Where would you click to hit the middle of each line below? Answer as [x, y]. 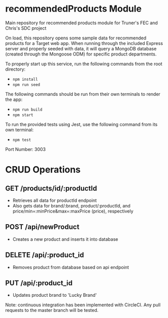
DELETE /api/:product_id [45, 255]
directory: [15, 69]
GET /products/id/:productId [51, 188]
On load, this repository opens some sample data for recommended [76, 38]
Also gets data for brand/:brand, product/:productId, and [71, 205]
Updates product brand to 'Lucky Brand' [55, 295]
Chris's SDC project [26, 28]
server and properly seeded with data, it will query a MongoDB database [81, 48]
